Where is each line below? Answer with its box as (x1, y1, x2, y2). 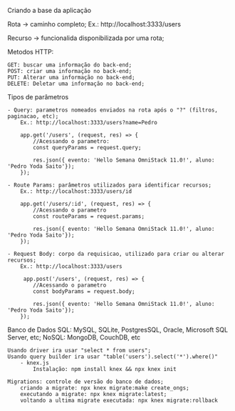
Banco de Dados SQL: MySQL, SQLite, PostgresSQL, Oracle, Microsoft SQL (7, 325, 229, 334)
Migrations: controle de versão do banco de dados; (7, 378, 164, 385)
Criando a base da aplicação (7, 6, 91, 14)
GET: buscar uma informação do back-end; (7, 61, 132, 69)
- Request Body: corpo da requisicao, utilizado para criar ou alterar (7, 250, 224, 257)
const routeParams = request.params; (33, 213, 145, 220)
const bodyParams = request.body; (33, 288, 135, 295)
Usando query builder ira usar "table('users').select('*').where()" (7, 353, 219, 360)
